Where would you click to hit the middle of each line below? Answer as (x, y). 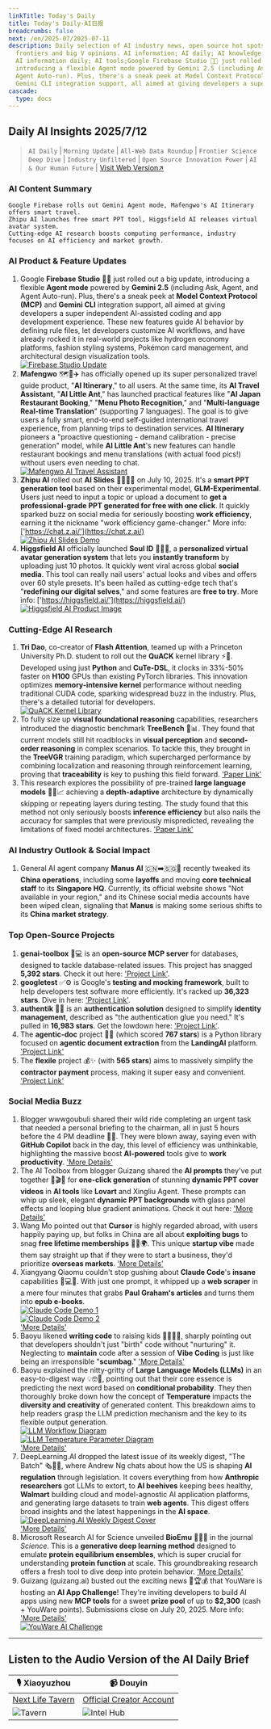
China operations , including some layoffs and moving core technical (135, 880)
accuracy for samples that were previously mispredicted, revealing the (137, 820)
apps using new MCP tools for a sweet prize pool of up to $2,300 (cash (140, 1601)
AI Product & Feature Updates (67, 261)
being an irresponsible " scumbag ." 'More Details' (102, 1361)
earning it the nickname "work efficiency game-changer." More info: (133, 523)
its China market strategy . (64, 915)
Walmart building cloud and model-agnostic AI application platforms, (135, 1494)
